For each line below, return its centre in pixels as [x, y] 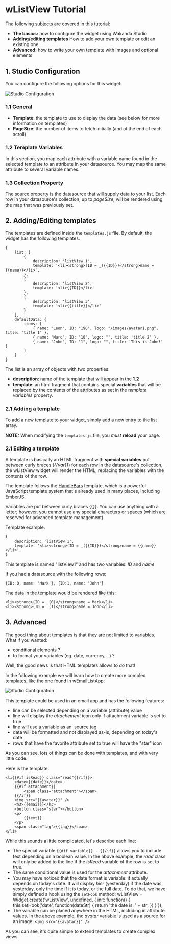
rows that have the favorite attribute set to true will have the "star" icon [87, 743]
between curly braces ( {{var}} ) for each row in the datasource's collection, [84, 465]
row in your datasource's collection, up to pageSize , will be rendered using [84, 199]
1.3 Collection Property [34, 183]
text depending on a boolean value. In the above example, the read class [89, 856]
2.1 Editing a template [32, 448]
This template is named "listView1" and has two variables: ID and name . [80, 564]
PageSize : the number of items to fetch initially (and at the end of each [87, 129]
